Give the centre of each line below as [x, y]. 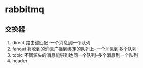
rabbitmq [25, 9]
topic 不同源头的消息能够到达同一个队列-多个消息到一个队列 [75, 55]
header [20, 61]
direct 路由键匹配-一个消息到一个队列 [51, 42]
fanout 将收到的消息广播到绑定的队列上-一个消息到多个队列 [74, 49]
